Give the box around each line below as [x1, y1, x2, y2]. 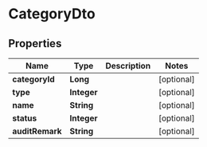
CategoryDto [8, 5, 96, 23]
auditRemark [12, 125, 62, 137]
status [12, 113, 37, 124]
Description [105, 61, 151, 71]
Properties [8, 37, 62, 50]
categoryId [12, 73, 56, 85]
